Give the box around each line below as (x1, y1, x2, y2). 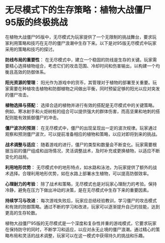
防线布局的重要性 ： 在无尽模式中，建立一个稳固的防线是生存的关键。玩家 (5, 57, 153, 62)
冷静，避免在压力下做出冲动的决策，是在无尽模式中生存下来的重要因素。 (5, 187, 151, 193)
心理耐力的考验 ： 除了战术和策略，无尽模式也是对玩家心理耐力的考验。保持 (5, 181, 157, 187)
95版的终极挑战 (5, 17, 68, 28)
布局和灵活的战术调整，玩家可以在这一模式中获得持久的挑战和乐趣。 (9, 232, 147, 239)
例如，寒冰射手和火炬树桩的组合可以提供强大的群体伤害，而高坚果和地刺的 (5, 108, 156, 114)
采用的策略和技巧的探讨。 (5, 46, 57, 52)
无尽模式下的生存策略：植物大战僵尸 (5, 4, 152, 16)
